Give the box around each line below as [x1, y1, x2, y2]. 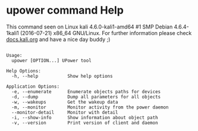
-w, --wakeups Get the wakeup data [11, 99, 118, 105]
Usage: [6, 52, 23, 58]
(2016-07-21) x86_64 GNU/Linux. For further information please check [20, 29, 192, 36]
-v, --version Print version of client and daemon [11, 120, 159, 126]
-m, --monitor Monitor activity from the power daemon [11, 104, 169, 110]
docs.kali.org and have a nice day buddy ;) [6, 36, 111, 43]
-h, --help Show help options [11, 73, 113, 79]
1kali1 [6, 29, 19, 36]
